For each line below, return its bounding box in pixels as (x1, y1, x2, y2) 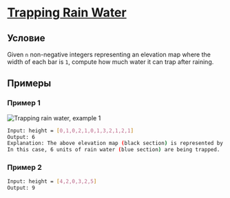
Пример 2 (7, 163, 43, 173)
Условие (7, 32, 45, 44)
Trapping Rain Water (7, 5, 127, 21)
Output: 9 (7, 184, 36, 192)
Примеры (7, 78, 52, 89)
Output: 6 (7, 133, 36, 140)
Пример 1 (7, 98, 41, 108)
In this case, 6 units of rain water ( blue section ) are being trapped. (7, 146, 220, 153)
